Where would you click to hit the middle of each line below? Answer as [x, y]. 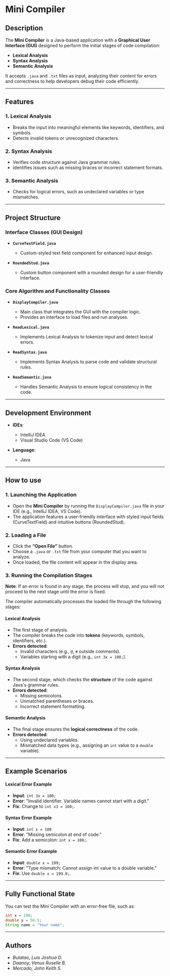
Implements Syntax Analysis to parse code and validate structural [88, 362]
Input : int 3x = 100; [34, 795]
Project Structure [33, 218]
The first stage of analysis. [40, 630]
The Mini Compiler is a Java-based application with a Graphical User [78, 40]
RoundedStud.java [31, 263]
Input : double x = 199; [36, 862]
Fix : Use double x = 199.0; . [42, 873]
